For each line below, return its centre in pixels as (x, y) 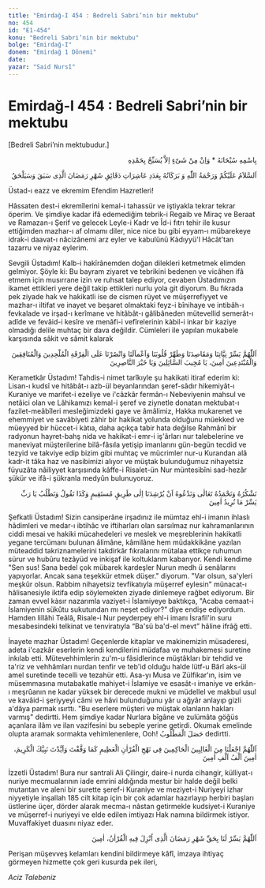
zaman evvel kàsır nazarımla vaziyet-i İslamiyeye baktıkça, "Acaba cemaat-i (131, 601)
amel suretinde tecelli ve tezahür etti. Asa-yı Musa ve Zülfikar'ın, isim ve (125, 675)
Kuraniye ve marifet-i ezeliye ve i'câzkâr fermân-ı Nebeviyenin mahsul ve (127, 394)
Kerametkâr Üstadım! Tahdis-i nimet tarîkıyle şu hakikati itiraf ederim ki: (124, 377)
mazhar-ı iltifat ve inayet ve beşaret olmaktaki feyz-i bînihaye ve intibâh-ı (126, 305)
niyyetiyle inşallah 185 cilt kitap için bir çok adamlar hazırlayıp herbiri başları (131, 797)
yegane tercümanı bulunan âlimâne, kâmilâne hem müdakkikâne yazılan (125, 542)
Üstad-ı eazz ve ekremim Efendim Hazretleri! (81, 190)
